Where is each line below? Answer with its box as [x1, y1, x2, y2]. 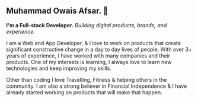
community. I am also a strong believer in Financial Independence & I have [6, 82, 187, 90]
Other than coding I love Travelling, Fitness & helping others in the [6, 76, 167, 83]
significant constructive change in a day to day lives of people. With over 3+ [6, 46, 193, 53]
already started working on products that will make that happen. [6, 88, 162, 95]
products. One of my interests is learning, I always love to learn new [6, 58, 172, 65]
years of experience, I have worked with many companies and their [6, 52, 171, 59]
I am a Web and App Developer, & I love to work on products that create [6, 39, 181, 46]
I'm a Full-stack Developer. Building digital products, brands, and [6, 21, 167, 28]
